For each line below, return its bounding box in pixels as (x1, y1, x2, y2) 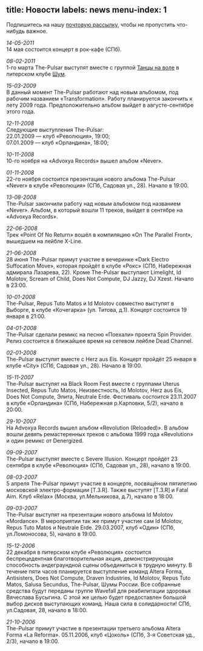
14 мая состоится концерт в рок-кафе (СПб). (6, 46, 122, 53)
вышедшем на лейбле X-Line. (6, 237, 83, 245)
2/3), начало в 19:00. (6, 637, 59, 645)
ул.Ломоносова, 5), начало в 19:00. (6, 530, 98, 538)
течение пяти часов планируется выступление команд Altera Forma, (6, 567, 184, 575)
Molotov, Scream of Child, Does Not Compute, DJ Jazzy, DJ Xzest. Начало (6, 275, 194, 282)
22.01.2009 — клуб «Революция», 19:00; (6, 132, 110, 140)
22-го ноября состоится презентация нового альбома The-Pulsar (6, 175, 176, 183)
